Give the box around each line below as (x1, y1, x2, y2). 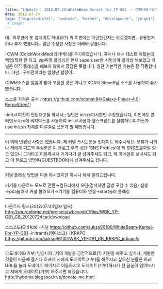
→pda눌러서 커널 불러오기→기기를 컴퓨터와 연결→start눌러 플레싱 (5, 189, 130, 194)
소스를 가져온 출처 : (5, 96, 41, 102)
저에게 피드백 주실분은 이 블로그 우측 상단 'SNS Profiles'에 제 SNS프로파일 (10, 145, 151, 151)
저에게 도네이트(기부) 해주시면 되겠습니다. (10, 269, 89, 274)
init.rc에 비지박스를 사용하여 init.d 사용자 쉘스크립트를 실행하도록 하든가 (14, 118, 149, 124)
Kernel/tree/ (5, 102, 29, 108)
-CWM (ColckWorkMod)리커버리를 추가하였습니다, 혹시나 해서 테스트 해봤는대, (5, 51, 156, 57)
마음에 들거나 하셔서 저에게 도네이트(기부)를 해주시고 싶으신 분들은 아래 (17, 256, 152, 262)
